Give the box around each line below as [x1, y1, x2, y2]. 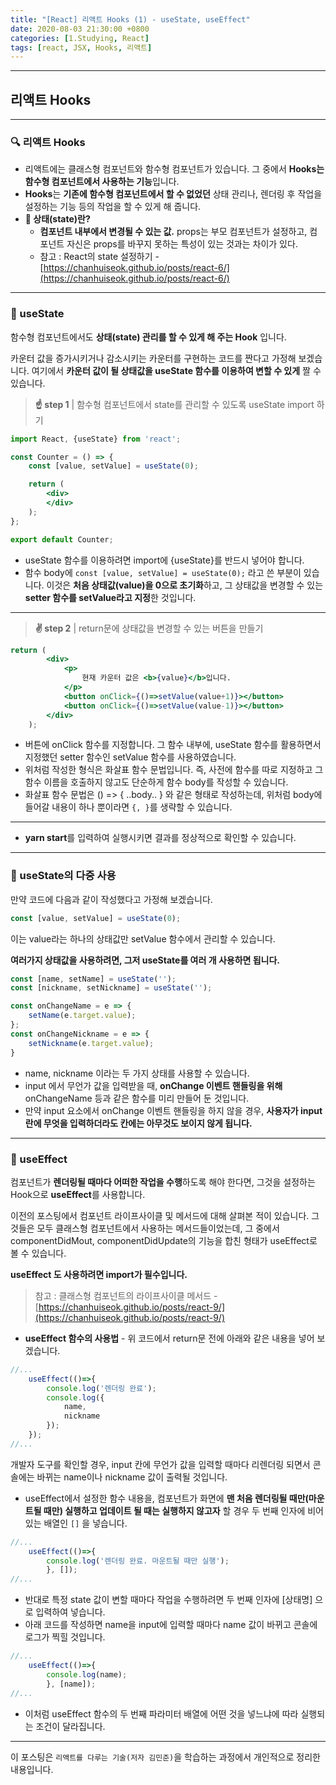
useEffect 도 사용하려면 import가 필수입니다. [10, 1268, 188, 1280]
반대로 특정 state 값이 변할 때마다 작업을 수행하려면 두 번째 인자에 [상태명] [24, 1594, 313, 1606]
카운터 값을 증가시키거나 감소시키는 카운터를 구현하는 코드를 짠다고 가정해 [10, 352, 297, 364]
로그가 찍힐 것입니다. [24, 1631, 106, 1643]
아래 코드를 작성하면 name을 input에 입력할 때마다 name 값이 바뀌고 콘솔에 [24, 1619, 318, 1631]
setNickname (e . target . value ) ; [28, 1038, 155, 1048]
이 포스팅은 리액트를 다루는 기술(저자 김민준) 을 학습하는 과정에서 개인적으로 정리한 [10, 1751, 321, 1763]
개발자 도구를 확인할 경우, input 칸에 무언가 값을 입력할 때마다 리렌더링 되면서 [10, 1458, 311, 1470]
